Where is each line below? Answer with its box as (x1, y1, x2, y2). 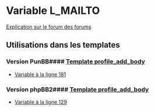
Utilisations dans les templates (6, 40, 121, 50)
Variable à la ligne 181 (14, 71, 66, 78)
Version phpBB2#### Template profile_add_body (6, 85, 149, 94)
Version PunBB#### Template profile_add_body (6, 58, 146, 66)
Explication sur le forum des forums (6, 23, 91, 30)
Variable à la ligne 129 (14, 98, 67, 105)
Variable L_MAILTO (6, 4, 100, 17)
